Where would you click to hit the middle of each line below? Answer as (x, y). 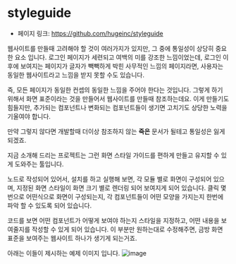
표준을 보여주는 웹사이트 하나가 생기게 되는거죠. (72, 238)
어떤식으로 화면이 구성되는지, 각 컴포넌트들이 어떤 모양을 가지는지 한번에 (125, 196)
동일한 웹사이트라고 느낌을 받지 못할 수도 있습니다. (76, 75)
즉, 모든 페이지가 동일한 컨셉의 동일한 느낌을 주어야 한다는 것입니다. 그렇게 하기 (115, 90)
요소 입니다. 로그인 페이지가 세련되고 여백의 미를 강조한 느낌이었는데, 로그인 (118, 57)
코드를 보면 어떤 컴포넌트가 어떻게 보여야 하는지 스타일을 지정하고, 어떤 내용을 (113, 220)
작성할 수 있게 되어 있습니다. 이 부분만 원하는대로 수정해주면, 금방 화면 (127, 229)
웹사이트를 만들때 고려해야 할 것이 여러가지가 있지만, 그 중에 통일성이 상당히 (111, 48)
